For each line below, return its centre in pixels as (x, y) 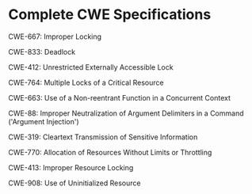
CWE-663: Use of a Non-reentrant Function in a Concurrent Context (120, 97)
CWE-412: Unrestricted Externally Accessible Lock (91, 67)
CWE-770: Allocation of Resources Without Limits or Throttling (110, 152)
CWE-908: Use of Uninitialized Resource (74, 183)
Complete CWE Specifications (110, 15)
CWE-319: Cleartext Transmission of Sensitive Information (103, 137)
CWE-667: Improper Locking (55, 36)
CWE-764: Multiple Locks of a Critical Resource (86, 82)
